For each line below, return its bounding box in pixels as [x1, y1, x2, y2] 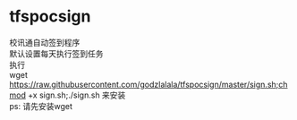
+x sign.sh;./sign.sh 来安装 [28, 90, 126, 100]
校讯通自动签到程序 [9, 37, 81, 47]
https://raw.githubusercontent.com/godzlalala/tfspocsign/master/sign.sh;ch [9, 79, 288, 90]
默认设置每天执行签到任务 [9, 47, 104, 59]
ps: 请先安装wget [9, 100, 73, 111]
